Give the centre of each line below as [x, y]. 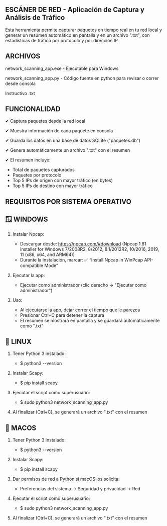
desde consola [21, 83]
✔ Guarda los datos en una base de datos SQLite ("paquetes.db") [73, 141]
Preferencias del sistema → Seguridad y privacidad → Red [80, 489]
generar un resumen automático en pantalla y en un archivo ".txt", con [77, 35]
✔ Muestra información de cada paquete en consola [59, 131]
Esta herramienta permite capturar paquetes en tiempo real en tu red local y [83, 30]
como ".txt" [32, 326]
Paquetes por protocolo [37, 175]
